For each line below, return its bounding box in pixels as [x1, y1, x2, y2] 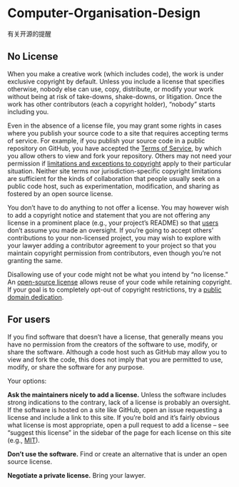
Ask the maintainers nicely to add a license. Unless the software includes [7, 390, 227, 399]
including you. [7, 107, 49, 116]
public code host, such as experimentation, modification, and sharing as [7, 182, 220, 190]
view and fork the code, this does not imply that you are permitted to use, [7, 355, 223, 364]
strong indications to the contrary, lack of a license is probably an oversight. [7, 398, 231, 406]
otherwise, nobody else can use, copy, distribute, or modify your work [7, 84, 214, 93]
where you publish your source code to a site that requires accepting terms [7, 128, 228, 137]
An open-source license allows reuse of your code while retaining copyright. [7, 277, 233, 286]
